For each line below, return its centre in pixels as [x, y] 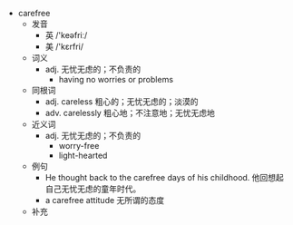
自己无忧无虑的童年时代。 [93, 189]
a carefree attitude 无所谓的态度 [105, 200]
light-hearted [83, 155]
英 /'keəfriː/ [66, 35]
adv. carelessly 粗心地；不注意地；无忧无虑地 [130, 113]
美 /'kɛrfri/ [64, 46]
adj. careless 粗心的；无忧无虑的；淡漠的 [122, 102]
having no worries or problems [116, 79]
